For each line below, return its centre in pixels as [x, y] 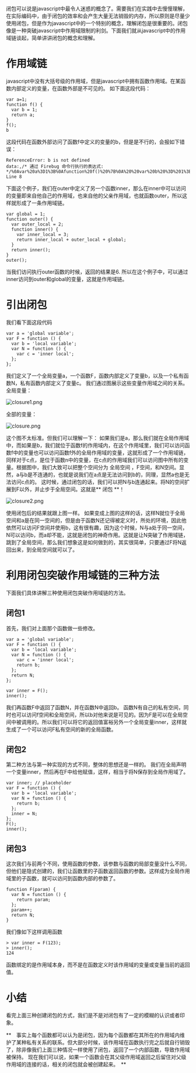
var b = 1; [24, 110]
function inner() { [35, 229]
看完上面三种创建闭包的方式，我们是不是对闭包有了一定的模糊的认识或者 [93, 1016]
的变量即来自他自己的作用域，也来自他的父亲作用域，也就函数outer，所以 [94, 196]
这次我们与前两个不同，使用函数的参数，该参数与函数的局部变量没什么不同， [98, 864]
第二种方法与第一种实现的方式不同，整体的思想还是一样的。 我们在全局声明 [96, 765]
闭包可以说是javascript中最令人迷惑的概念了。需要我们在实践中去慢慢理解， [97, 8]
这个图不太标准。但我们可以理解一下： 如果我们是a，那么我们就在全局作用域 [98, 438]
